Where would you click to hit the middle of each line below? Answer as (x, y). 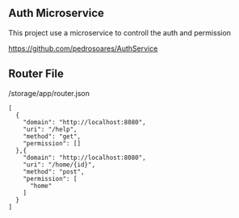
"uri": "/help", (50, 129)
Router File (36, 74)
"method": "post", (54, 172)
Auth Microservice (57, 13)
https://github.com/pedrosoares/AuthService (83, 48)
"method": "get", (52, 136)
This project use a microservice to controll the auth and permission (120, 32)
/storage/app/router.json (49, 93)
